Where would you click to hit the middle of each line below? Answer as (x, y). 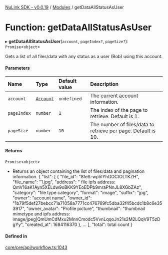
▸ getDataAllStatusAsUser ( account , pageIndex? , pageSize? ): (67, 41)
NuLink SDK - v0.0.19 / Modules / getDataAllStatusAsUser (64, 7)
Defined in (16, 236)
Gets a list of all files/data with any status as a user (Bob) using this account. (84, 56)
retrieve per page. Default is (123, 131)
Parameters (17, 68)
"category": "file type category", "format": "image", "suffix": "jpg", (80, 193)
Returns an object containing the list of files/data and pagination (78, 171)
